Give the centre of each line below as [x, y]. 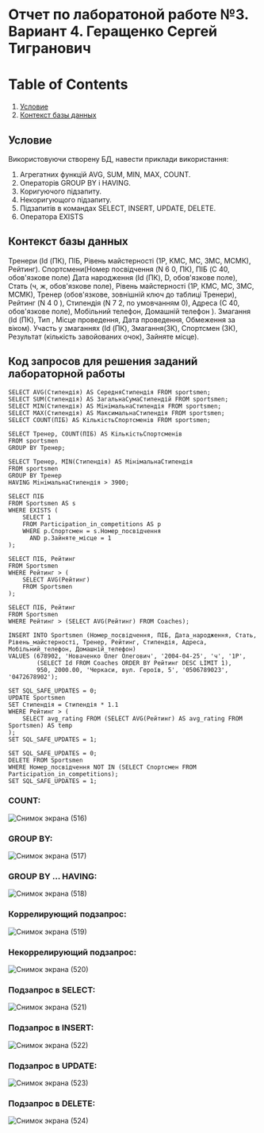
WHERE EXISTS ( [33, 510]
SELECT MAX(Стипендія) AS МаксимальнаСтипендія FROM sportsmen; [117, 413]
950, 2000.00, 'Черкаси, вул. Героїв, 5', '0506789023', [132, 670]
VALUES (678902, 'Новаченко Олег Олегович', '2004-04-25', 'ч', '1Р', [127, 656]
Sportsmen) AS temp [40, 725]
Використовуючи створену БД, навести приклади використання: [119, 159]
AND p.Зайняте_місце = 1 [70, 538]
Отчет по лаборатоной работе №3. [128, 15]
